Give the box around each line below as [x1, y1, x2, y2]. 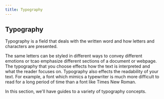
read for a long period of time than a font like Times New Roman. [5, 79, 136, 85]
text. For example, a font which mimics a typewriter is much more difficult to [5, 74, 160, 80]
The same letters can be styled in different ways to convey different [5, 53, 143, 59]
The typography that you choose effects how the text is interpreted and [5, 63, 150, 69]
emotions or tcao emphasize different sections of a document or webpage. [5, 58, 157, 64]
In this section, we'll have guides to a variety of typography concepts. [5, 89, 147, 95]
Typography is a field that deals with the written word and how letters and [5, 38, 155, 44]
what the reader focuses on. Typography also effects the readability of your [5, 69, 159, 74]
